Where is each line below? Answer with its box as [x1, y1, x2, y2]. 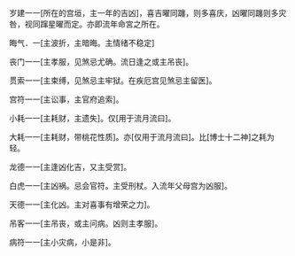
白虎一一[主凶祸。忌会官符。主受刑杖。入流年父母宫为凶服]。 [9, 181, 233, 190]
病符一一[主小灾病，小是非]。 [9, 237, 117, 247]
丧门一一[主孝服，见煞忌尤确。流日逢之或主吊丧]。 [9, 57, 194, 66]
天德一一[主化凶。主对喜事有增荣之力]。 [9, 199, 155, 210]
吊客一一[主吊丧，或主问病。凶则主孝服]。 [9, 218, 163, 229]
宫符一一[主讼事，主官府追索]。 [9, 94, 124, 105]
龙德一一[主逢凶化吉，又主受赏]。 [9, 162, 132, 172]
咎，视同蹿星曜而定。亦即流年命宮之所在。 [9, 19, 165, 29]
